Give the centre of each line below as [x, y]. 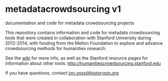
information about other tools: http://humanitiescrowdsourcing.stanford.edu [83, 63]
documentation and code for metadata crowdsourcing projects [70, 23]
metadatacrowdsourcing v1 [63, 9]
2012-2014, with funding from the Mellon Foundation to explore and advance [84, 43]
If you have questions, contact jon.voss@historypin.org [62, 73]
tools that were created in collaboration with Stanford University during [78, 38]
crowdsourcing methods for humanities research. [56, 48]
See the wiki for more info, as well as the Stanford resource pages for [77, 58]
